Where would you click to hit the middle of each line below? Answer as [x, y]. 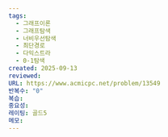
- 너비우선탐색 [36, 38]
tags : [17, 16]
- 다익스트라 [33, 53]
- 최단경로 [31, 46]
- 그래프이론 [33, 23]
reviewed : [25, 76]
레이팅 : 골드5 [28, 114]
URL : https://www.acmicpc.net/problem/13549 [84, 83]
